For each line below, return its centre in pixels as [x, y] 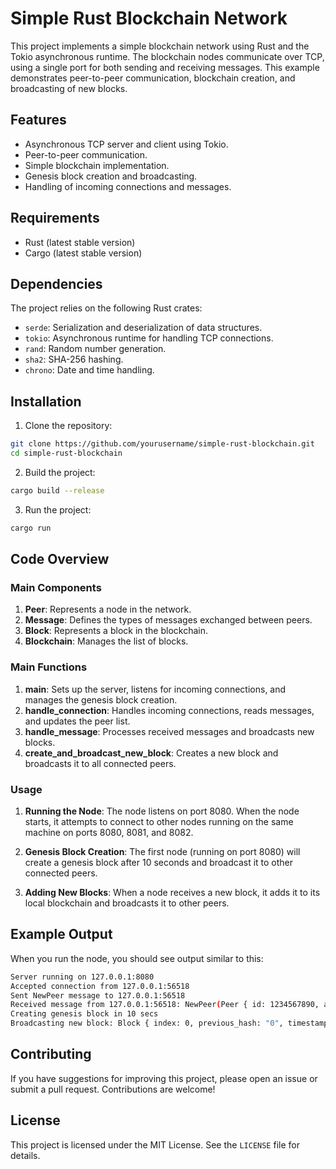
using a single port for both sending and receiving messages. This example [165, 67]
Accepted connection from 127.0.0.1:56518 [100, 986]
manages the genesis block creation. [101, 699]
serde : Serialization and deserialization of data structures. [143, 328]
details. [25, 1155]
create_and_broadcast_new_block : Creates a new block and [151, 753]
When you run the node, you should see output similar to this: [137, 958]
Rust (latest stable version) [80, 242]
